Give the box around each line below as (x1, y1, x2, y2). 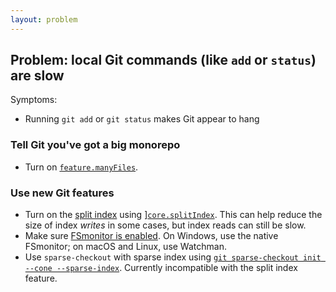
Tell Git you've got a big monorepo (10, 138, 181, 152)
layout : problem (10, 14, 78, 25)
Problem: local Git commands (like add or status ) (10, 52, 317, 69)
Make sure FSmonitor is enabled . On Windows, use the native (24, 230, 279, 242)
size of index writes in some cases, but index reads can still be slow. (24, 219, 307, 231)
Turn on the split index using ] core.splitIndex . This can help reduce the (24, 209, 323, 221)
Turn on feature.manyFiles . (24, 161, 139, 173)
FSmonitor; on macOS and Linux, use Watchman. (24, 241, 227, 253)
